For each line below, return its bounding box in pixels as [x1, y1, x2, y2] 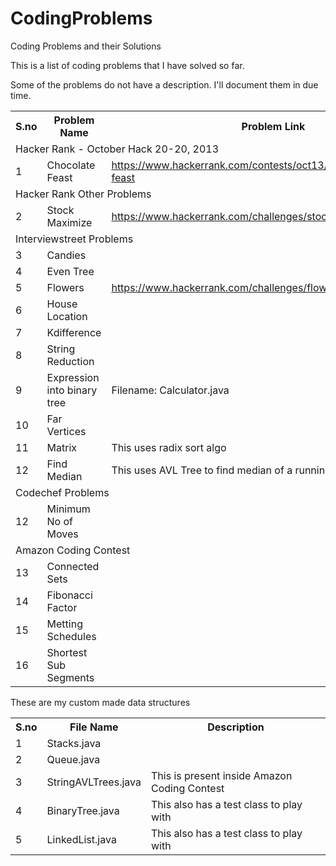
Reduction [46, 354, 95, 368]
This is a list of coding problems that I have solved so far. [10, 59, 245, 71]
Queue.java [46, 752, 101, 766]
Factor [46, 600, 78, 614]
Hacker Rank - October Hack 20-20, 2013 [15, 142, 220, 156]
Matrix [46, 440, 78, 454]
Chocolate [46, 158, 96, 172]
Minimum [46, 502, 91, 516]
